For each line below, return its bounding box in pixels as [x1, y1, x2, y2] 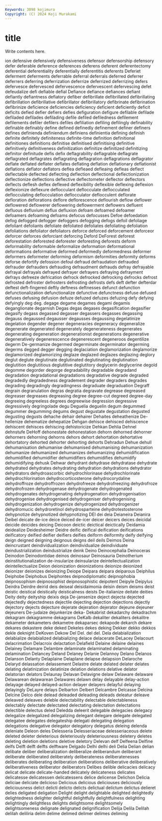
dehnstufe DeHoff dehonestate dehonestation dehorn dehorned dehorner [5, 429, 152, 435]
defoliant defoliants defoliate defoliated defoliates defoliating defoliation [5, 223, 148, 229]
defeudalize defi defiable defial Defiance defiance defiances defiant [5, 89, 141, 95]
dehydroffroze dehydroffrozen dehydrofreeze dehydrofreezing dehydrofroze [5, 481, 158, 487]
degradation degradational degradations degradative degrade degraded [5, 372, 149, 378]
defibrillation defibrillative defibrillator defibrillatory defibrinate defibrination [5, 99, 156, 105]
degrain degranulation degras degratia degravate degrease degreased [5, 388, 146, 394]
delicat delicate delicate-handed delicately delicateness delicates [5, 770, 135, 775]
